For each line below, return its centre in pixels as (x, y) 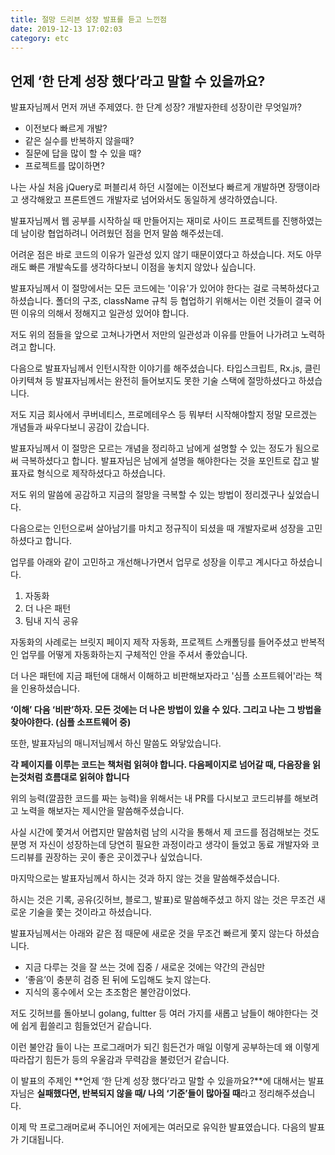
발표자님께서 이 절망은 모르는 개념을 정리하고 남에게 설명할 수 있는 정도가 (151, 448)
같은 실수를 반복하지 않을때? (79, 141)
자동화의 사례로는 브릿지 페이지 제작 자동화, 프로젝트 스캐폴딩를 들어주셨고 (154, 642)
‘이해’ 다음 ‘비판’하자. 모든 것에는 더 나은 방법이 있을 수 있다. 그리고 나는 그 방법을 (166, 710)
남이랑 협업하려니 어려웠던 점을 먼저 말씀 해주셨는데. (122, 233)
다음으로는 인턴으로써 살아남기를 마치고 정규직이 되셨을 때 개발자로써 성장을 (157, 528)
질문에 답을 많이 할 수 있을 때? (83, 153)
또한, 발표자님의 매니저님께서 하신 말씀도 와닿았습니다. (116, 743)
